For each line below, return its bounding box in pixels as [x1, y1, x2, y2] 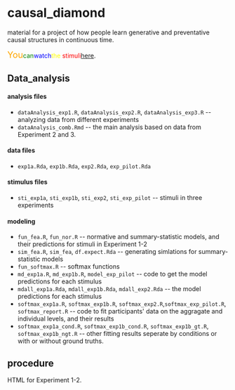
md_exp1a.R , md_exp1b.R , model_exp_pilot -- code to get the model [17, 270, 208, 278]
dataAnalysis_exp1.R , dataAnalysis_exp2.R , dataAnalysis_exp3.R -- [17, 107, 212, 116]
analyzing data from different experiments [17, 115, 139, 123]
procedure [7, 357, 54, 369]
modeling [7, 217, 36, 225]
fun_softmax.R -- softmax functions [17, 262, 121, 271]
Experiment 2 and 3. [17, 130, 76, 138]
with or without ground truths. [17, 337, 104, 345]
